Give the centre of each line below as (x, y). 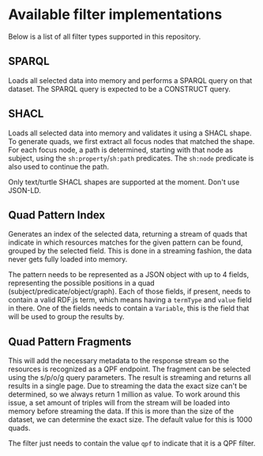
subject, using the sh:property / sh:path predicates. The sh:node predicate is (131, 158)
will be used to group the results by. (66, 317)
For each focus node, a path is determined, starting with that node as (120, 150)
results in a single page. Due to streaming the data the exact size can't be (128, 386)
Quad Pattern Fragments (70, 342)
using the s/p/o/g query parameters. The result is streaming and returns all (130, 378)
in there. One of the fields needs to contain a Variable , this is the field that (129, 308)
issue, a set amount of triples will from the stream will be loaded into (119, 403)
